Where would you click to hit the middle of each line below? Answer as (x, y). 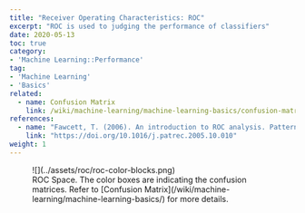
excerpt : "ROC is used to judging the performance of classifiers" (140, 26)
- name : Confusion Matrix (67, 102)
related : (26, 93)
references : (32, 119)
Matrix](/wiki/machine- (187, 189)
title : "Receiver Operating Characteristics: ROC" (107, 18)
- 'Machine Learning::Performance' (77, 60)
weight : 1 (28, 144)
